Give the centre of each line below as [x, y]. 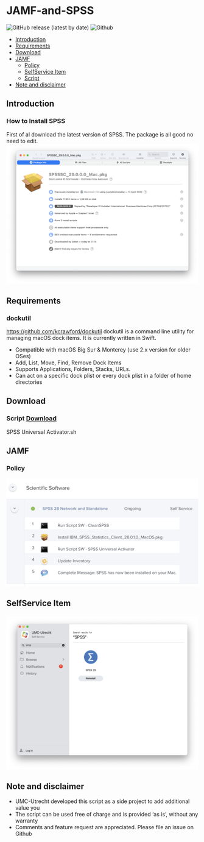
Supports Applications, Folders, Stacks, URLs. [73, 369]
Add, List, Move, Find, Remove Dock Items [68, 363]
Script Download [31, 419]
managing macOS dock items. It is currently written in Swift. [81, 338]
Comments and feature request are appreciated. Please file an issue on [104, 827]
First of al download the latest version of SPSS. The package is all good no [100, 134]
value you [27, 807]
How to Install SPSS [36, 121]
